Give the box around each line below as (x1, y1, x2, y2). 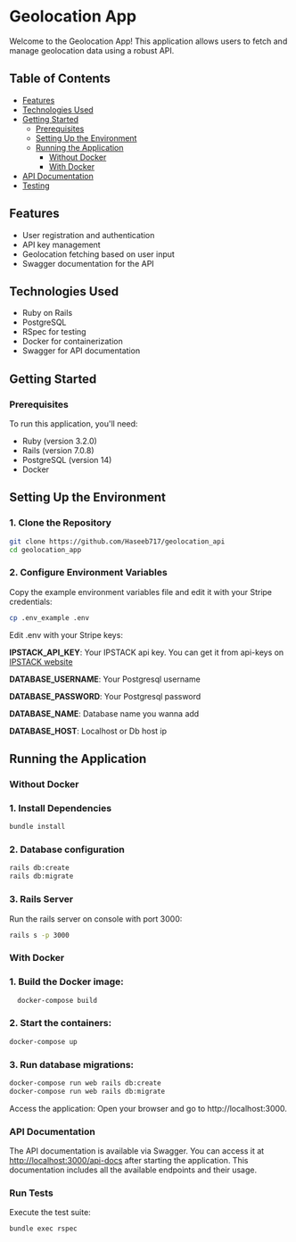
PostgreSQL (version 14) (21, 455, 112, 466)
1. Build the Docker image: (9, 975, 125, 988)
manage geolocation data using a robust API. (9, 45, 175, 55)
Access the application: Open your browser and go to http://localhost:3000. (9, 1103, 288, 1114)
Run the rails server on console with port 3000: (9, 913, 183, 924)
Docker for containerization (21, 336, 123, 347)
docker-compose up (9, 1037, 78, 1046)
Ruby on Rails (21, 308, 73, 319)
